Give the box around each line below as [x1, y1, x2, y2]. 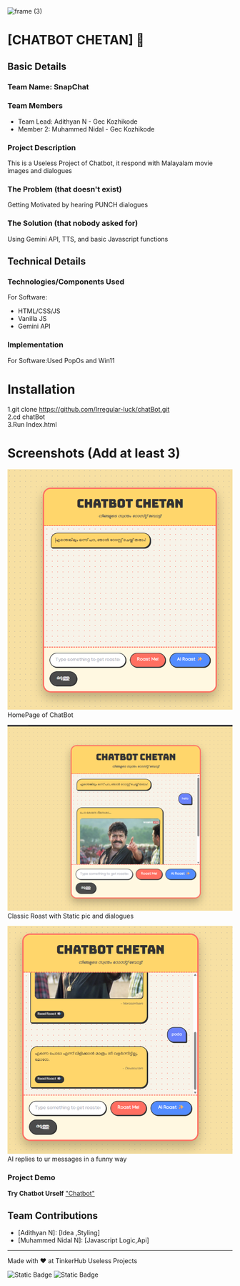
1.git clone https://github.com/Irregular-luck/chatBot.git [7, 405, 170, 413]
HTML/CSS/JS [17, 307, 61, 315]
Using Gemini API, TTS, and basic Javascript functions [7, 234, 169, 243]
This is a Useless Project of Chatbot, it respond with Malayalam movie [7, 159, 213, 167]
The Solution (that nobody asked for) [7, 218, 138, 228]
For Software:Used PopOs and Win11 [7, 356, 116, 365]
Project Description [7, 142, 76, 152]
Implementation [7, 340, 64, 350]
